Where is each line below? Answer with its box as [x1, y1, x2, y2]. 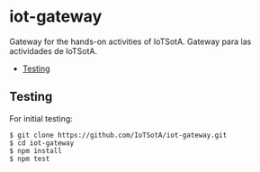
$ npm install [9, 146, 63, 155]
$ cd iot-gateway [9, 138, 75, 148]
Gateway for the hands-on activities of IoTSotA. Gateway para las [9, 36, 252, 47]
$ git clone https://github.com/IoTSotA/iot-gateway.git [9, 131, 228, 140]
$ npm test [9, 154, 50, 163]
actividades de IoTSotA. [9, 45, 98, 56]
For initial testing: [9, 113, 74, 123]
